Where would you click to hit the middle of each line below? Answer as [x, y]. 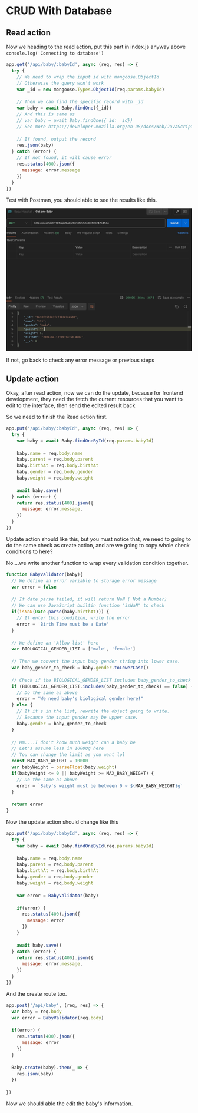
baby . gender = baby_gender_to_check [62, 724]
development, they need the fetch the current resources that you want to [94, 399]
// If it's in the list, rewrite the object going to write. [93, 711]
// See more [31, 127]
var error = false [34, 587]
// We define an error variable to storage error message [84, 581]
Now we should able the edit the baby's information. [70, 1104]
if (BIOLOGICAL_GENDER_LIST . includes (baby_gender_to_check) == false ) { [103, 686]
